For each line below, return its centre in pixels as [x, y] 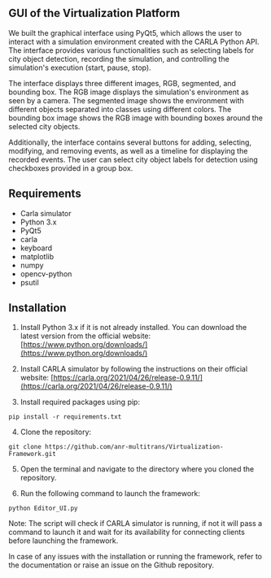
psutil [29, 282]
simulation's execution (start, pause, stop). [80, 67]
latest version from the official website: [85, 336]
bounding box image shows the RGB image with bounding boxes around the [135, 118]
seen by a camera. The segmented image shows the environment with [126, 100]
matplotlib [37, 256]
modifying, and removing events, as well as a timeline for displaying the [128, 150]
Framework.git [33, 454]
